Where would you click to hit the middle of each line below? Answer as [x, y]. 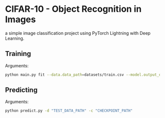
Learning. [15, 38]
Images [20, 19]
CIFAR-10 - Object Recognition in [73, 9]
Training [18, 54]
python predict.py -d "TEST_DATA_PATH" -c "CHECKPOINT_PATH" [69, 111]
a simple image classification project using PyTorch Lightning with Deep [78, 33]
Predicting [21, 90]
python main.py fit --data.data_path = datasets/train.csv [65, 75]
